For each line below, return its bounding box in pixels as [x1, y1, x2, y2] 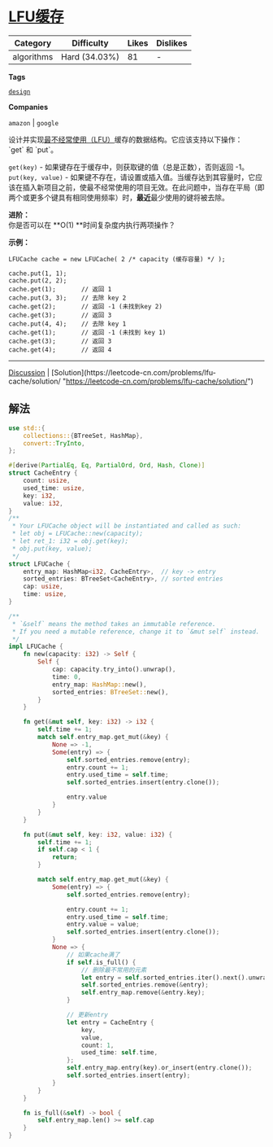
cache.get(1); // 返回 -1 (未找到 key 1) [8, 328, 167, 336]
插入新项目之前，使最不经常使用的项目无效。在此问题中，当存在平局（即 [22, 182, 265, 192]
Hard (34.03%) [60, 50, 120, 62]
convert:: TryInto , [23, 439, 85, 448]
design [8, 87, 31, 96]
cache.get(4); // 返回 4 [8, 345, 112, 354]
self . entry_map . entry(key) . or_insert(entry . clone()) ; [66, 1064, 253, 1072]
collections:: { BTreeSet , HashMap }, [23, 431, 144, 440]
